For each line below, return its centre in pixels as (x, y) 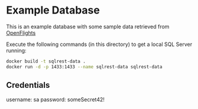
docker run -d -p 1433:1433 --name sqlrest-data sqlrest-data (84, 67)
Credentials (28, 85)
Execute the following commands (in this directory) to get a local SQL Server (99, 44)
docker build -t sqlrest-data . (46, 61)
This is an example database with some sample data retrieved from (88, 27)
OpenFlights (21, 32)
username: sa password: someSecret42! (56, 99)
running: (16, 50)
